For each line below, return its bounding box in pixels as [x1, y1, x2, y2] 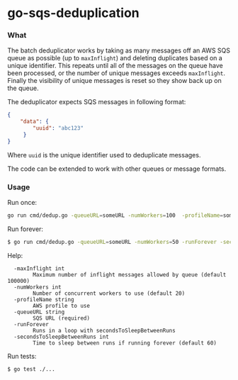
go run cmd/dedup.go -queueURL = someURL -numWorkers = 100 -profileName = [7, 212, 223, 219]
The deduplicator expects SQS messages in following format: [7, 98, 186, 106]
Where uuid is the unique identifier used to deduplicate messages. [7, 150, 201, 159]
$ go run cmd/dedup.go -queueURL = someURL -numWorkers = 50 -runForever [7, 239, 217, 246]
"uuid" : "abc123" [33, 125, 84, 132]
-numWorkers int [13, 284, 62, 291]
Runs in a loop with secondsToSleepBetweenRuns [33, 327, 176, 334]
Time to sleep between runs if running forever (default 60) [33, 339, 217, 347]
